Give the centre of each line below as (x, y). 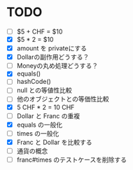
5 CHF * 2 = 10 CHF (45, 107)
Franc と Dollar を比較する (54, 142)
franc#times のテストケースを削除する (72, 160)
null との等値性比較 (44, 90)
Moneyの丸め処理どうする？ (57, 66)
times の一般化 (38, 133)
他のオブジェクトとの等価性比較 (63, 99)
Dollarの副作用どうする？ (53, 57)
